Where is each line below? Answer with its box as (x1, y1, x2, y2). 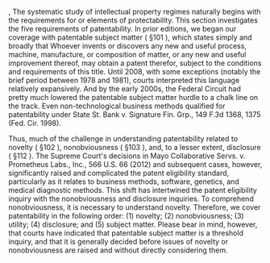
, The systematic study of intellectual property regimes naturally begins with (8, 7, 261, 16)
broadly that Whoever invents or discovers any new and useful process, (8, 41, 247, 51)
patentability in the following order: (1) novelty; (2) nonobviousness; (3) (8, 211, 244, 220)
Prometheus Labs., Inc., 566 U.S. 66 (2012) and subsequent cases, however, (8, 160, 263, 169)
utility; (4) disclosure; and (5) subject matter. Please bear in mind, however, (8, 219, 258, 229)
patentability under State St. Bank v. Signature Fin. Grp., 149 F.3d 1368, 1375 (8, 110, 261, 119)
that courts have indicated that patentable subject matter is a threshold (8, 228, 244, 237)
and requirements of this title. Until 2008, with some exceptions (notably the (8, 67, 261, 76)
